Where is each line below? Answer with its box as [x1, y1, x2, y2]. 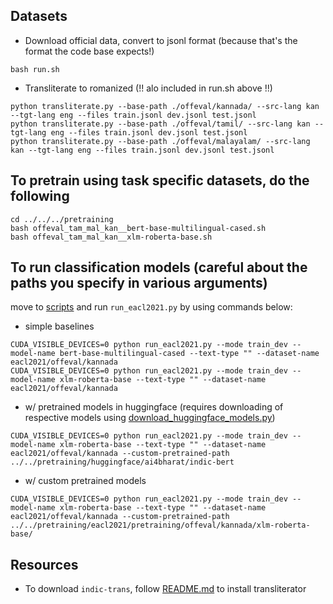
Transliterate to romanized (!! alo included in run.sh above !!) [24, 82, 273, 94]
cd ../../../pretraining [10, 214, 114, 224]
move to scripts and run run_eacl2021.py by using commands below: [10, 301, 293, 313]
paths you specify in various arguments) [10, 275, 268, 292]
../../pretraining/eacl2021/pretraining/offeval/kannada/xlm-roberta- [10, 520, 311, 531]
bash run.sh [10, 64, 60, 74]
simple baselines [24, 320, 95, 333]
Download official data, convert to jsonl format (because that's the [24, 34, 298, 46]
